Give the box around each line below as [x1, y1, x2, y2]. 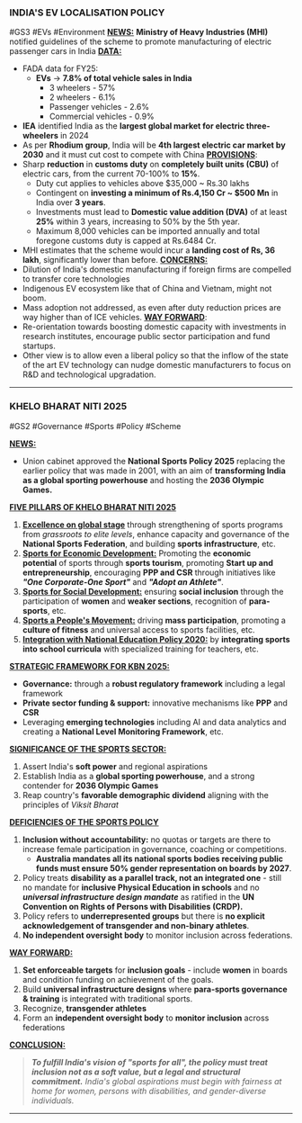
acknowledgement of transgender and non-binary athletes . [22, 920, 250, 930]
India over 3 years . [35, 197, 106, 208]
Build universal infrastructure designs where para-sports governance [22, 984, 288, 994]
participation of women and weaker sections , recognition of [22, 596, 247, 606]
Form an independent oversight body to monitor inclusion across [22, 1012, 270, 1023]
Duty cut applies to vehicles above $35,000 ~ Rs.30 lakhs [35, 178, 250, 189]
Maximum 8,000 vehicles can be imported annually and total [35, 226, 261, 237]
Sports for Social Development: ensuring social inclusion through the [22, 586, 284, 597]
